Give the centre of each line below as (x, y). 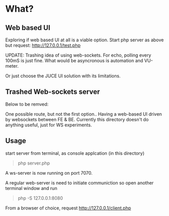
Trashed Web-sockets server (53, 92)
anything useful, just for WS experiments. (49, 125)
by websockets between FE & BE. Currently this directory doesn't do (77, 119)
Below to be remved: (27, 104)
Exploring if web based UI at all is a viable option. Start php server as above (84, 40)
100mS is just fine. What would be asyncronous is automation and (74, 61)
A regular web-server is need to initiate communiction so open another (79, 183)
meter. (12, 66)
